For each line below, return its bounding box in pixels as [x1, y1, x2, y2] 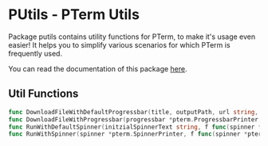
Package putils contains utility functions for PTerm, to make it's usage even [8, 32, 256, 41]
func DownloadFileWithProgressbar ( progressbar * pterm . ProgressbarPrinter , [8, 115, 262, 124]
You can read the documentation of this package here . [8, 63, 187, 73]
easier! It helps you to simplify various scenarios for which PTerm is [8, 40, 231, 49]
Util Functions [8, 87, 79, 101]
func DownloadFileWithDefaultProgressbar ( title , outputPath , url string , [8, 108, 259, 116]
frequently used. [8, 48, 62, 58]
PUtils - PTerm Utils [8, 6, 140, 24]
